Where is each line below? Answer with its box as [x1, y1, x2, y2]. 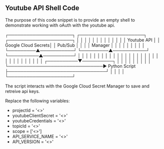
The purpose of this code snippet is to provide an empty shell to [5, 17, 135, 23]
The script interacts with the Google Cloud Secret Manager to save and [5, 83, 150, 89]
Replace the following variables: [5, 98, 70, 104]
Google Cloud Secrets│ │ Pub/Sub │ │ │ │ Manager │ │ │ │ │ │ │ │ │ [5, 42, 145, 48]
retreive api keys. [5, 88, 40, 94]
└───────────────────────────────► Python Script [5, 63, 136, 69]
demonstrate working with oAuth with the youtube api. [5, 22, 115, 28]
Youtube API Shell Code [5, 4, 80, 12]
